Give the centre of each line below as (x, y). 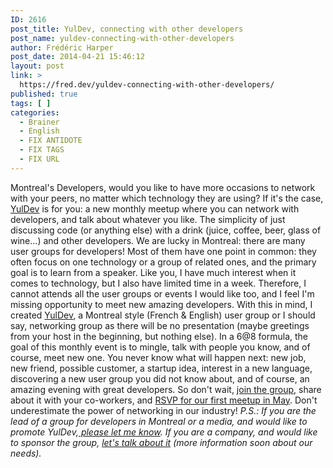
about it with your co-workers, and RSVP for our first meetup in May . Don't (164, 400)
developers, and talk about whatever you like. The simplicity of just (148, 219)
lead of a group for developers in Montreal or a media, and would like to (159, 421)
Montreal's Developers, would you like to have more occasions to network (163, 187)
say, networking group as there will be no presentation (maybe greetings (160, 325)
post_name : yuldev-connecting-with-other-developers (122, 38)
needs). (26, 453)
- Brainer (39, 122)
